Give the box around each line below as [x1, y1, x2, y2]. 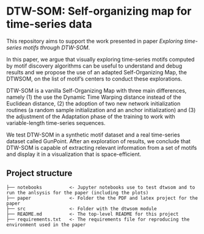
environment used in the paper [6, 221, 86, 228]
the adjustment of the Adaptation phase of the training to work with [6, 113, 175, 120]
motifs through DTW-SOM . [23, 44, 90, 51]
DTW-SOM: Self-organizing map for [6, 4, 192, 18]
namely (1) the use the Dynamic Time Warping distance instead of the [6, 93, 181, 101]
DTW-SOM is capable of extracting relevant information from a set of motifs [6, 144, 197, 151]
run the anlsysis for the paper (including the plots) [6, 190, 149, 196]
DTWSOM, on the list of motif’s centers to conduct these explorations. [6, 75, 183, 82]
